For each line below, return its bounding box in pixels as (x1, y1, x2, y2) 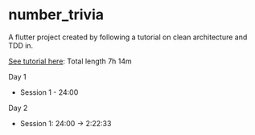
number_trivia (8, 6, 105, 24)
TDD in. (8, 40, 34, 50)
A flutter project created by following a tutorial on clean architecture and (8, 32, 248, 42)
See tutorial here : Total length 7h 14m (8, 56, 133, 66)
